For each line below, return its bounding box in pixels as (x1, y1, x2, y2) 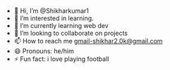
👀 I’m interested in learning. (13, 14, 94, 22)
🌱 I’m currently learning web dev (13, 22, 109, 29)
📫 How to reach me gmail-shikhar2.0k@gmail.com (13, 37, 163, 45)
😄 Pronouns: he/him (13, 47, 74, 55)
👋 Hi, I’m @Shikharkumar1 (13, 7, 90, 15)
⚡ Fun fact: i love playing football (13, 55, 109, 63)
